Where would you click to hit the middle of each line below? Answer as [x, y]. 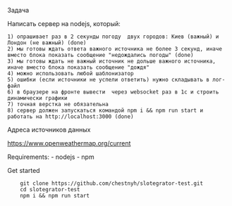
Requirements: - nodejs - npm [51, 157]
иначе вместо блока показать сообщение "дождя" [79, 67]
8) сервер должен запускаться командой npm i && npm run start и [105, 110]
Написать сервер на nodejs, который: [64, 24]
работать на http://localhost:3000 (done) [71, 117]
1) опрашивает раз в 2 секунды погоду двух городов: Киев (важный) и [113, 37]
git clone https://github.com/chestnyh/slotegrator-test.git [111, 184]
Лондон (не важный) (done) [47, 43]
